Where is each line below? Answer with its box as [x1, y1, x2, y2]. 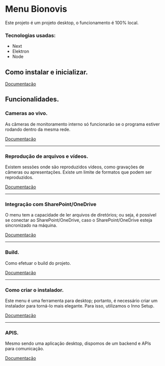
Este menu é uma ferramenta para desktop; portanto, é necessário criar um [5, 298, 158, 304]
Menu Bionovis [5, 3, 67, 15]
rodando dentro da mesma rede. [5, 126, 71, 132]
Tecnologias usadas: [5, 32, 56, 39]
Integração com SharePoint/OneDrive [5, 201, 97, 208]
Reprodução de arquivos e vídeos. [5, 152, 88, 159]
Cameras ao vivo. [5, 110, 48, 117]
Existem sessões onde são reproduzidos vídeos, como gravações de [5, 164, 144, 170]
